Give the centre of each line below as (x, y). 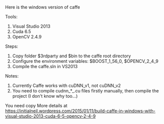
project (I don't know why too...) (45, 96)
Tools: (11, 17)
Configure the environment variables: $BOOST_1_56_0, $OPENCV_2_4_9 (85, 61)
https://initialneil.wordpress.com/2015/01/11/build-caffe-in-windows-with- (80, 111)
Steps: (12, 46)
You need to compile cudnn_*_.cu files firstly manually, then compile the (85, 91)
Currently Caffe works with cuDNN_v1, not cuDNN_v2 (67, 85)
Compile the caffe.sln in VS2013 (45, 66)
